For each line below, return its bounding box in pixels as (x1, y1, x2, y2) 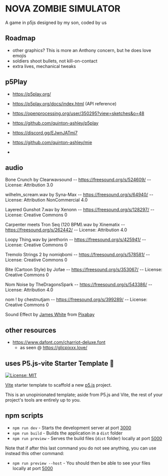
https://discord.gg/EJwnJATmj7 (12, 129, 78, 135)
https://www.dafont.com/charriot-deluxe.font (12, 339, 106, 345)
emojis (12, 52, 26, 58)
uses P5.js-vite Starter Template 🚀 (5, 359, 114, 368)
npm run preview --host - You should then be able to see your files (12, 460, 151, 466)
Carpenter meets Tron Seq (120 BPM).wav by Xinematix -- (5, 222, 125, 228)
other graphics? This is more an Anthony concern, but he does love (12, 47, 151, 53)
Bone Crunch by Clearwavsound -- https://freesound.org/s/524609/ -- (5, 177, 151, 183)
